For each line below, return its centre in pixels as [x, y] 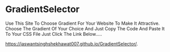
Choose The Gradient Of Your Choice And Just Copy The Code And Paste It [85, 28]
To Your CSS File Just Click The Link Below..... [54, 34]
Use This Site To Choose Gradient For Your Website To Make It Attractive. [82, 23]
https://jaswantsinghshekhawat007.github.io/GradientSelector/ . [72, 43]
